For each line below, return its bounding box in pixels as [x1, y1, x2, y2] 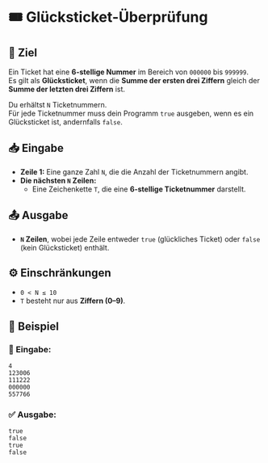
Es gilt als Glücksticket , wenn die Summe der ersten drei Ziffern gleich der [8, 76, 261, 85]
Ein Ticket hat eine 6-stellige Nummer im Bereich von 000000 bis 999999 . [8, 67, 249, 77]
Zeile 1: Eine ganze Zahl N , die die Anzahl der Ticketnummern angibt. [19, 166, 249, 176]
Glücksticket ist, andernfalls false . [8, 117, 123, 127]
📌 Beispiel [8, 319, 59, 333]
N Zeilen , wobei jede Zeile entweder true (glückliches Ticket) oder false [19, 234, 261, 244]
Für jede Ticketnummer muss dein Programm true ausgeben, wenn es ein [8, 108, 254, 118]
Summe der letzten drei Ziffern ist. [8, 84, 126, 94]
